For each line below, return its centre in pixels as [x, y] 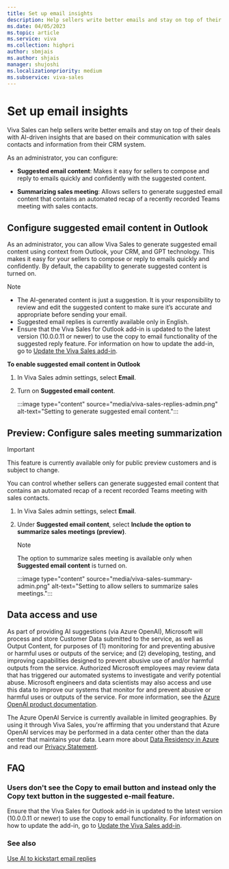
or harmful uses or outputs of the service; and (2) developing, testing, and [111, 653]
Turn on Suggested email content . [66, 391]
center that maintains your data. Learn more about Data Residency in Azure [113, 739]
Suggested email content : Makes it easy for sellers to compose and [113, 171]
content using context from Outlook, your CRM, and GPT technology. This [111, 252]
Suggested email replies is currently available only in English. [103, 322]
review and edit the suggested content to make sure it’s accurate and [114, 307]
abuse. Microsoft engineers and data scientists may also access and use [109, 682]
